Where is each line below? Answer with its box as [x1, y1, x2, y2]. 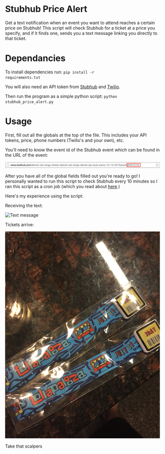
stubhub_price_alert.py [5, 99, 54, 104]
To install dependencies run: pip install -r [5, 69, 95, 75]
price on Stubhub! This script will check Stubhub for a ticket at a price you [5, 25, 156, 31]
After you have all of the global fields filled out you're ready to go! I [5, 173, 140, 179]
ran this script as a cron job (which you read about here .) [5, 183, 120, 189]
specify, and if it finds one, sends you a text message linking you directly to [5, 30, 158, 36]
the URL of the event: [5, 152, 48, 158]
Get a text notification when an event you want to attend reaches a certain [5, 20, 155, 26]
